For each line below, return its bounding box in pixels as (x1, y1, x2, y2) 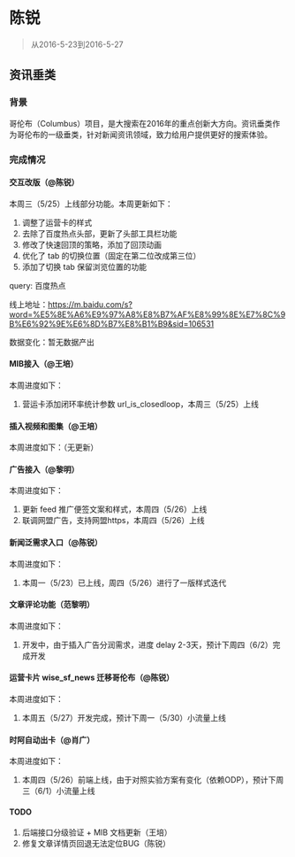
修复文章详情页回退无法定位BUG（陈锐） (21, 838, 170, 849)
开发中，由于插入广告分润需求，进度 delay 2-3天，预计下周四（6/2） (21, 639, 274, 650)
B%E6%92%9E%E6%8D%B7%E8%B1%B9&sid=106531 (9, 318, 215, 328)
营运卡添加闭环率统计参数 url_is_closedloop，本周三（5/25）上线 (21, 398, 259, 409)
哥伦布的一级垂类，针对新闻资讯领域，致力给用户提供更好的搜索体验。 (16, 129, 272, 140)
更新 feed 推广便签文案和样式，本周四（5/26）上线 (21, 504, 208, 514)
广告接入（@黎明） (9, 464, 79, 475)
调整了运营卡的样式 (21, 217, 93, 228)
